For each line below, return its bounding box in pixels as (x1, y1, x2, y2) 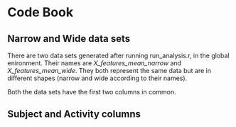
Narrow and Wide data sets (7, 33, 130, 45)
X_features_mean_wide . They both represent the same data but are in (7, 67, 212, 74)
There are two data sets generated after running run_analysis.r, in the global (7, 51, 230, 60)
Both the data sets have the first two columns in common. (7, 88, 176, 96)
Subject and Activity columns (7, 108, 141, 121)
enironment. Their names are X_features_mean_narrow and (7, 59, 182, 67)
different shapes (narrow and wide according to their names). (7, 74, 188, 82)
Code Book (7, 4, 73, 21)
